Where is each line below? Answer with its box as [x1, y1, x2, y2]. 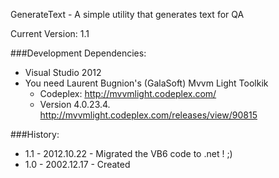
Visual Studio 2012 [24, 67, 102, 78]
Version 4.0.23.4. [39, 99, 111, 110]
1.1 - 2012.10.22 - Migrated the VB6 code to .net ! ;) [24, 148, 233, 159]
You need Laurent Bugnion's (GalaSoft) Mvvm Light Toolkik [24, 77, 269, 89]
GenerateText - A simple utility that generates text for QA [10, 9, 245, 20]
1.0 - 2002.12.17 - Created [24, 159, 131, 170]
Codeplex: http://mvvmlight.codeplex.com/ [39, 88, 217, 99]
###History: [10, 129, 60, 140]
